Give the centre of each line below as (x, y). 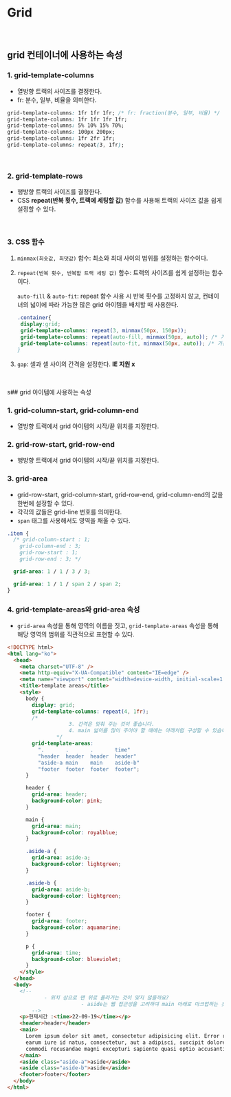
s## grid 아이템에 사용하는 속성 (49, 392)
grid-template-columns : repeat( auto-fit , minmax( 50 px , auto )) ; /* (118, 343)
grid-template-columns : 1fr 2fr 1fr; (61, 139)
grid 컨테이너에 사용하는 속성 (65, 56)
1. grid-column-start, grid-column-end (73, 410)
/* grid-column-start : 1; (52, 540)
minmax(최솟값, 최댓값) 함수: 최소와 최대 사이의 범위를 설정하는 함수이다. (112, 258)
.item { (18, 533)
